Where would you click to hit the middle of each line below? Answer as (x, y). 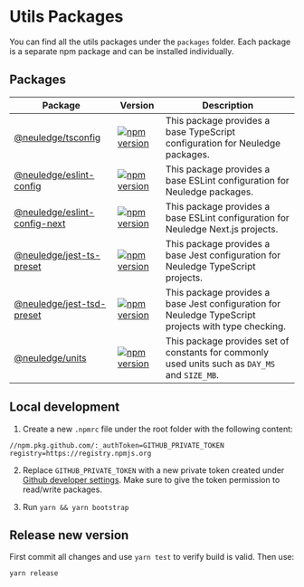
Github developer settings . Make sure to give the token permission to (151, 479)
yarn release (34, 573)
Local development (65, 407)
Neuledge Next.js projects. (222, 229)
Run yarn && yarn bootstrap (76, 507)
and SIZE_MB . (192, 374)
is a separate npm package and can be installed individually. (122, 51)
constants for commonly (217, 352)
